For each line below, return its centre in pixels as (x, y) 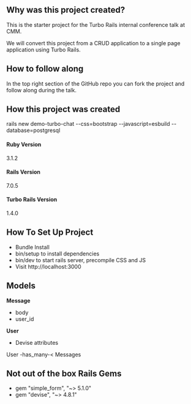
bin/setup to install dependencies (57, 254)
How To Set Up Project (50, 233)
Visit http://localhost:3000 (48, 266)
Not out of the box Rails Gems (64, 374)
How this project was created (63, 109)
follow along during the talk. (41, 90)
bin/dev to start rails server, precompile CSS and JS (81, 260)
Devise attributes (37, 342)
